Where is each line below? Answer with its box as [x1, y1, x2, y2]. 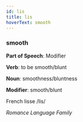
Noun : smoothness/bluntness [6, 74, 78, 82]
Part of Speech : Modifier [6, 52, 66, 59]
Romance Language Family [6, 109, 72, 116]
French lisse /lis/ [6, 97, 46, 104]
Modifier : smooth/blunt [6, 86, 63, 93]
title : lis [6, 14, 33, 20]
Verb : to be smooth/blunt [6, 63, 67, 70]
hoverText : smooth [6, 19, 51, 25]
